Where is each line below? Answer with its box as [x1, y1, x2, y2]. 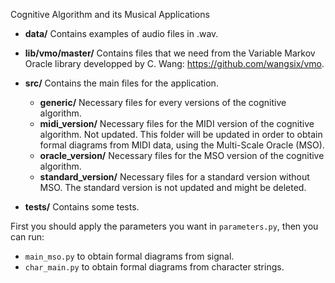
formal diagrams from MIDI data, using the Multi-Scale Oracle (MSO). [39, 139, 325, 151]
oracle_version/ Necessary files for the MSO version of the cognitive [39, 150, 325, 161]
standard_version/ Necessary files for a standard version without [39, 171, 310, 183]
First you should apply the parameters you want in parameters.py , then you [10, 220, 319, 232]
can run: [10, 231, 45, 243]
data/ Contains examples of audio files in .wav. [24, 28, 219, 39]
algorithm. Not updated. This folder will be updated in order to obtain [39, 129, 323, 140]
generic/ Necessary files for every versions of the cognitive [39, 97, 287, 108]
